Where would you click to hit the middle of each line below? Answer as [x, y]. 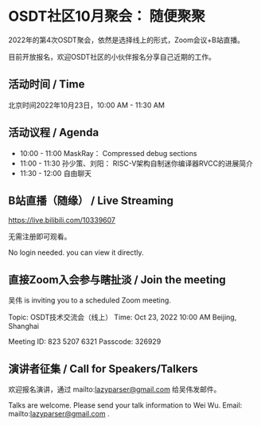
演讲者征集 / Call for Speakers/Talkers [103, 368]
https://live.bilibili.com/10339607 [62, 221]
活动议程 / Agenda [54, 133]
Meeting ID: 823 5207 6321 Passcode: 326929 [85, 342]
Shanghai [24, 326]
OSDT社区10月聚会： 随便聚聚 [107, 16]
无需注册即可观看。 [40, 236]
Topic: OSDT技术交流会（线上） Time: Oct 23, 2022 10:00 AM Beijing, [123, 317]
